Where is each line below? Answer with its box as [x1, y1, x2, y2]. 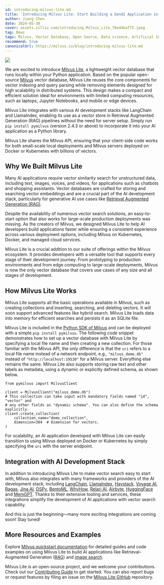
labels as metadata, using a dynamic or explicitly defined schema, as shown [5, 367, 158, 372]
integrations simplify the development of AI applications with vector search [5, 497, 156, 503]
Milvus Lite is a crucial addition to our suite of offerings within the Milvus [5, 246, 151, 252]
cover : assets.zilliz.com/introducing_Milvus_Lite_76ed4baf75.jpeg [5, 26, 145, 30]
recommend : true [5, 39, 38, 44]
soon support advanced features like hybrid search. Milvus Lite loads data [5, 310, 154, 316]
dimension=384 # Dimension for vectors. [14, 420, 99, 425]
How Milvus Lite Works [5, 287, 77, 295]
